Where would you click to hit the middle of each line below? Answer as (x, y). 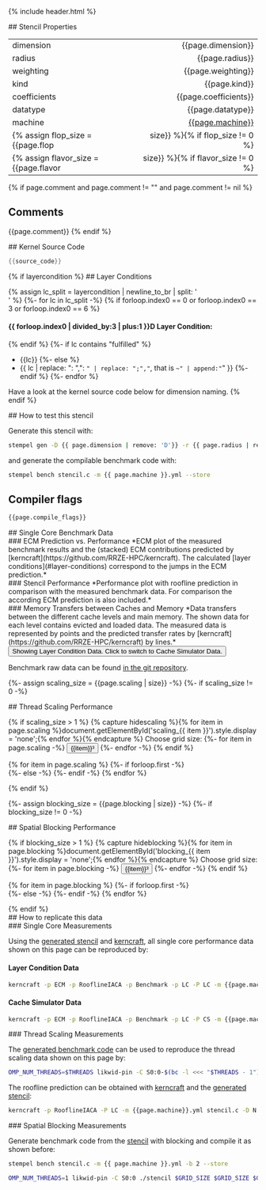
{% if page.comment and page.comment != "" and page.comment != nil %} (131, 188)
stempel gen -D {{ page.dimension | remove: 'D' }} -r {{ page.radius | (129, 445)
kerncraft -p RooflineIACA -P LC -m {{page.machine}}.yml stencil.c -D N (133, 1111)
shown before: (32, 1150)
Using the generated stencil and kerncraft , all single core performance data (131, 942)
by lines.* (161, 642)
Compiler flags (46, 500)
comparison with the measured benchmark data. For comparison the (120, 592)
